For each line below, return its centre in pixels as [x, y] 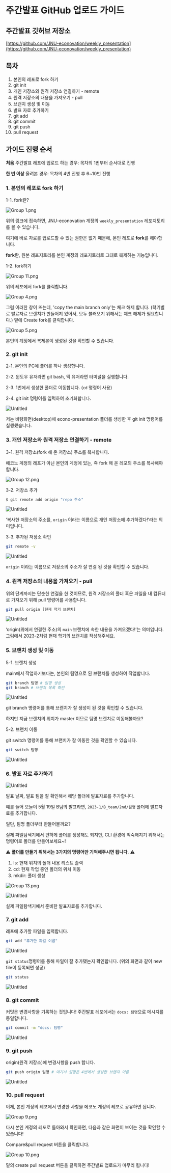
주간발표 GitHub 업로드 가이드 [65, 10]
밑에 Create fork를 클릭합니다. [44, 320]
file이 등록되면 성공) [25, 967]
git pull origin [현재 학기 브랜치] [41, 609]
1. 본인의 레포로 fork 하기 [35, 188]
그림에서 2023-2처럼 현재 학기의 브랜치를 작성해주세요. [61, 636]
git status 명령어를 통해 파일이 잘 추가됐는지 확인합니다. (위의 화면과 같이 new [84, 961]
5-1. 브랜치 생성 [21, 662]
